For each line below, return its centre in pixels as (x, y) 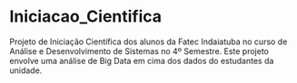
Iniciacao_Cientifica (85, 17)
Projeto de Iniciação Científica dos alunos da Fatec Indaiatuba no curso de (148, 41)
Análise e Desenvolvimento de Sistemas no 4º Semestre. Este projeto (139, 51)
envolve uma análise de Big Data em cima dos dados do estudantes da (142, 60)
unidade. (26, 70)
